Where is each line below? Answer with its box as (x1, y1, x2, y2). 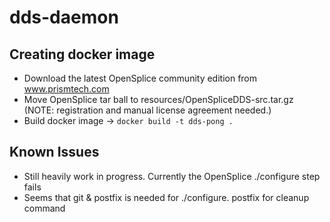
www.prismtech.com (23, 83, 110, 95)
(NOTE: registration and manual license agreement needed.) (23, 104, 272, 116)
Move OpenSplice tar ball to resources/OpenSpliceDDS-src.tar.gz (23, 94, 294, 105)
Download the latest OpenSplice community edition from (23, 72, 258, 84)
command (23, 202, 66, 214)
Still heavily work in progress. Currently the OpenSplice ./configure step (23, 170, 321, 182)
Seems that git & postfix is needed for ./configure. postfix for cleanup (23, 191, 310, 203)
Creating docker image (9, 46, 156, 63)
